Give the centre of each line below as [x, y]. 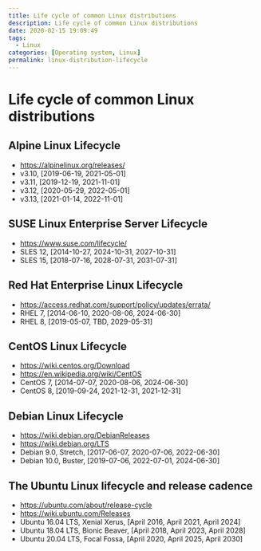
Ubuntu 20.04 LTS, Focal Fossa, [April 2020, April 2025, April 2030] [131, 538]
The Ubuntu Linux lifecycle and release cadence [130, 486]
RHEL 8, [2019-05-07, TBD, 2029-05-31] [86, 321]
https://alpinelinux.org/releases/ [72, 165]
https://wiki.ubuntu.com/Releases [75, 513]
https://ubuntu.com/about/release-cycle [86, 505]
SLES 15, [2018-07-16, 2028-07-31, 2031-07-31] [99, 260]
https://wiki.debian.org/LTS [64, 444]
